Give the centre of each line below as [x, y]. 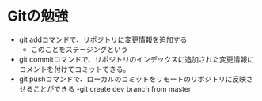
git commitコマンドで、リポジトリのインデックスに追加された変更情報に [137, 59]
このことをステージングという [79, 49]
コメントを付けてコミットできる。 [74, 69]
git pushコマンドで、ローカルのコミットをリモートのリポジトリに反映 [133, 79]
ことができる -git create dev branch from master [112, 88]
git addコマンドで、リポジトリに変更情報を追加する [103, 39]
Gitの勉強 [38, 16]
